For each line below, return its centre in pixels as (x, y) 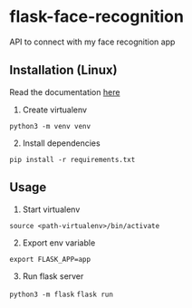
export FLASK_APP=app (50, 259)
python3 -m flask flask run (61, 294)
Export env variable (59, 243)
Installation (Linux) (63, 70)
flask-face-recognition (96, 17)
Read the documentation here (65, 91)
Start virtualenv (51, 209)
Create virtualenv (55, 110)
